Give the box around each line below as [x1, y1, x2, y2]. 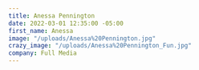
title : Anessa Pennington [8, 11, 95, 20]
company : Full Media [8, 49, 78, 57]
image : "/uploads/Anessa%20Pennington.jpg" [8, 34, 156, 43]
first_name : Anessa [8, 27, 74, 35]
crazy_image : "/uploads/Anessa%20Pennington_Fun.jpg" [8, 42, 193, 50]
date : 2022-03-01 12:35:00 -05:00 [8, 19, 124, 27]
